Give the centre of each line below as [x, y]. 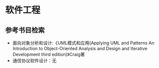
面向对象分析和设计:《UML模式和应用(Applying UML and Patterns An [83, 43]
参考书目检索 [25, 30]
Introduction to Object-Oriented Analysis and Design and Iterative [80, 48]
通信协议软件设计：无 [34, 61]
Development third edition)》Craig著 [48, 54]
